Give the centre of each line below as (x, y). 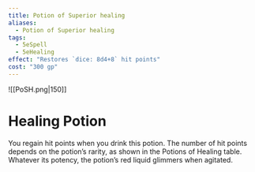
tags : (17, 37)
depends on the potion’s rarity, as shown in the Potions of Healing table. (125, 151)
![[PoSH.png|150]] (37, 89)
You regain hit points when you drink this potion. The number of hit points (127, 143)
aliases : (22, 23)
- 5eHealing (35, 52)
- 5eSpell (31, 45)
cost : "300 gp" (33, 67)
